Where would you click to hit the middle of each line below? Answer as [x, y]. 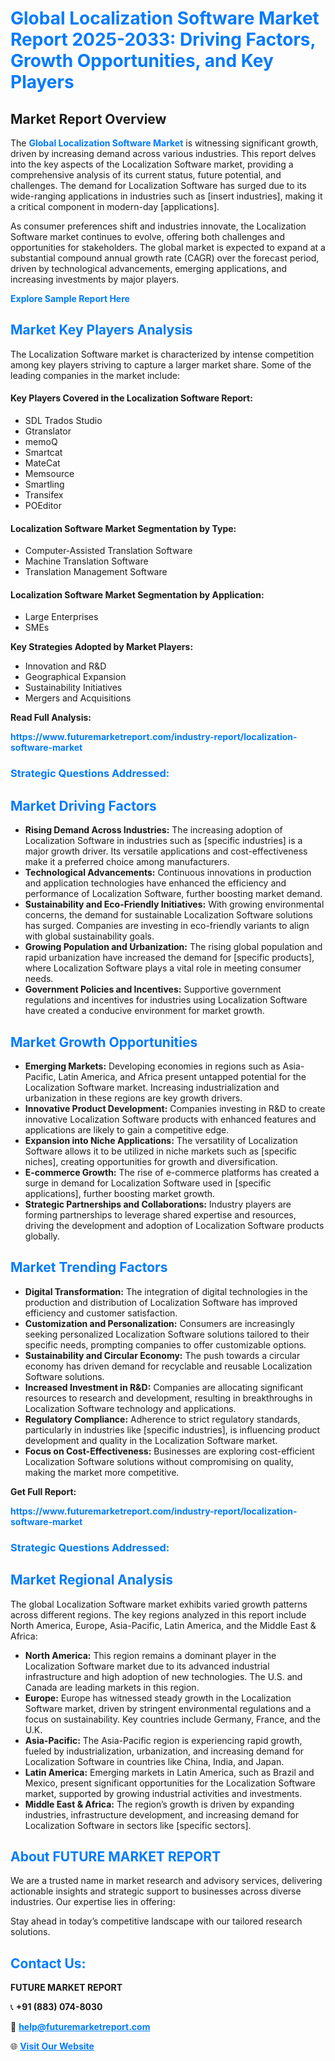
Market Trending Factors [89, 1267]
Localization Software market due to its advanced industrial [147, 1666]
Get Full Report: [43, 1491]
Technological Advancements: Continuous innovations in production [168, 873]
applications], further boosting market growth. [120, 1193]
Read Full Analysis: [51, 718]
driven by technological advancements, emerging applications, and [149, 268]
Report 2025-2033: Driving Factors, [163, 39]
